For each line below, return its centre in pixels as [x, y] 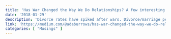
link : [11, 24]
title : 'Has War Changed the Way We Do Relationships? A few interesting [85, 10]
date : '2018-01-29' [26, 15]
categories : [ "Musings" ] [34, 29]
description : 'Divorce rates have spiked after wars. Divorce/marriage [83, 19]
